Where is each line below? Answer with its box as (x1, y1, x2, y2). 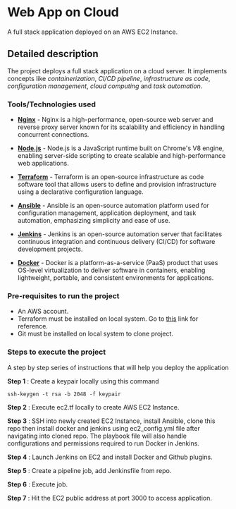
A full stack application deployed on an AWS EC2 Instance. (7, 27, 178, 36)
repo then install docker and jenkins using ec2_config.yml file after (7, 424, 201, 432)
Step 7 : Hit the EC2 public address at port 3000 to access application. (7, 493, 213, 502)
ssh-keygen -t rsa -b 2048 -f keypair (7, 391, 121, 398)
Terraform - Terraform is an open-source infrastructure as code (17, 173, 204, 181)
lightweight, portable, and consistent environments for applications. (17, 274, 214, 282)
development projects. (17, 245, 83, 254)
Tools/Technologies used (7, 99, 97, 109)
